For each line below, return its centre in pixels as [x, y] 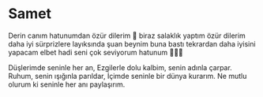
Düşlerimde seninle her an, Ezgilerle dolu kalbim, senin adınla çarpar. [120, 67]
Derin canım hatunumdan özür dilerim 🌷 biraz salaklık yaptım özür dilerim [127, 35]
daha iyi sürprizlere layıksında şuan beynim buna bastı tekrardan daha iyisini [132, 43]
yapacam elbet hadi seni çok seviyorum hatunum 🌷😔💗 [96, 52]
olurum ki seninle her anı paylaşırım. [67, 84]
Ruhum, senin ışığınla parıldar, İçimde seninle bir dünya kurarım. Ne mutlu [128, 76]
